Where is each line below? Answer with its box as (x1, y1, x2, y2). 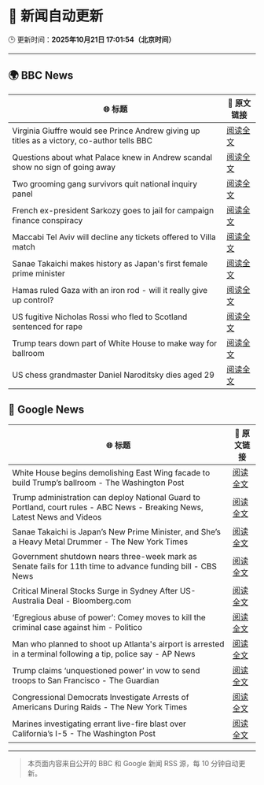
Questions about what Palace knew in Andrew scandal (12, 151, 213, 162)
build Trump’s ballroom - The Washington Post (12, 477, 185, 488)
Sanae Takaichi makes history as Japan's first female (12, 257, 208, 268)
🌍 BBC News (8, 69, 74, 83)
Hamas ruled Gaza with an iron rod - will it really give (12, 284, 208, 295)
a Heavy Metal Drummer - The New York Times (12, 536, 189, 547)
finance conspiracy (12, 214, 83, 225)
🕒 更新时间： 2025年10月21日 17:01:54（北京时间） (8, 35, 176, 44)
